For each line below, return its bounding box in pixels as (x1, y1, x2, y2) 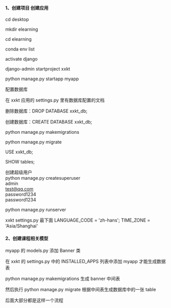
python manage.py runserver (5, 207, 66, 213)
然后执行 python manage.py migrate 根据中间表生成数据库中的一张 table (5, 287, 156, 293)
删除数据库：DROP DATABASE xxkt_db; (5, 108, 88, 114)
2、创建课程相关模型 (5, 235, 48, 241)
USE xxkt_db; (5, 149, 34, 155)
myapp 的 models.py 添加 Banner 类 (5, 248, 80, 254)
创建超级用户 (5, 169, 32, 176)
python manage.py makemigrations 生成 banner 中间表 (5, 276, 121, 282)
